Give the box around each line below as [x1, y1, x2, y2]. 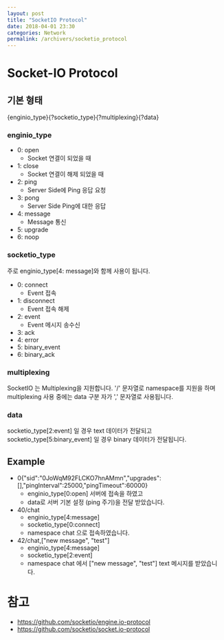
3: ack [16, 328, 35, 336]
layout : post [7, 10, 45, 17]
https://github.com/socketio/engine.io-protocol [16, 618, 151, 626]
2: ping [16, 178, 38, 186]
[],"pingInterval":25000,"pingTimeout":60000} [16, 482, 148, 490]
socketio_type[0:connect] [27, 521, 100, 529]
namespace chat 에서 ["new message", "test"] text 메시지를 [27, 559, 194, 568]
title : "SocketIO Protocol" [7, 17, 88, 23]
